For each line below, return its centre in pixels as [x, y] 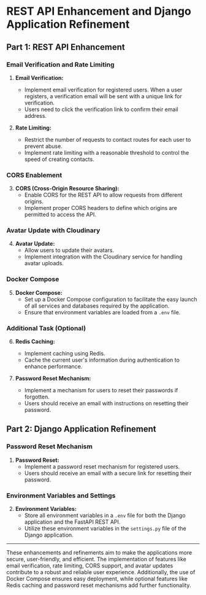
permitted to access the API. [60, 215]
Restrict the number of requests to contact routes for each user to [108, 139]
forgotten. [37, 397]
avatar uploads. [44, 263]
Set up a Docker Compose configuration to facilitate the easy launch [111, 299]
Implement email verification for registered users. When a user [103, 90]
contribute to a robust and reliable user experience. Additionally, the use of [101, 572]
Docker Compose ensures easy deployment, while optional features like [97, 579]
